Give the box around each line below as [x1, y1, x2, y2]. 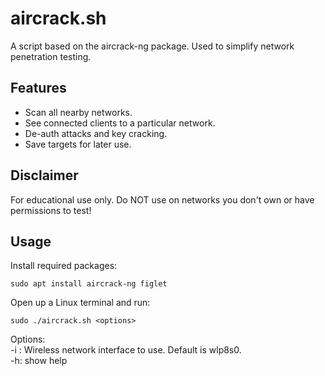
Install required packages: [10, 260, 118, 272]
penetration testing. [10, 50, 92, 62]
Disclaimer [10, 167, 79, 184]
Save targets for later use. [24, 138, 132, 150]
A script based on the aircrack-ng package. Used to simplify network [10, 40, 295, 52]
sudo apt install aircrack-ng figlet [10, 279, 168, 289]
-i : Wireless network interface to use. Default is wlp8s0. [10, 344, 242, 356]
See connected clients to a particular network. [24, 117, 216, 129]
